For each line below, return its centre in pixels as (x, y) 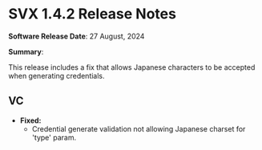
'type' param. (54, 137)
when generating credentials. (57, 75)
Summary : (26, 51)
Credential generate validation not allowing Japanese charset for (139, 128)
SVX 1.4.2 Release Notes (92, 14)
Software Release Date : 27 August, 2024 (77, 36)
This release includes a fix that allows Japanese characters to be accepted (132, 67)
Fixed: (30, 120)
